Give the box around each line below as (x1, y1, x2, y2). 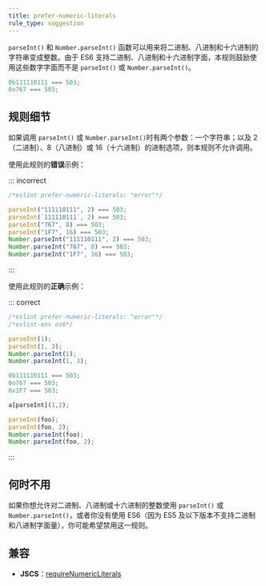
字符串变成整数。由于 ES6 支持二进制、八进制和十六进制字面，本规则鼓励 (8, 52, 250, 62)
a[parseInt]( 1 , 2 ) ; (8, 401, 70, 409)
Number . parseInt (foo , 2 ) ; (8, 438, 95, 446)
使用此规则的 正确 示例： (8, 281, 86, 291)
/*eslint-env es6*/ (8, 320, 74, 329)
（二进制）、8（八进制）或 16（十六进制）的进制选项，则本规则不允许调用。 (8, 143, 257, 152)
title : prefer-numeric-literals (8, 11, 116, 20)
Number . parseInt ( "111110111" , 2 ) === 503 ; (8, 236, 152, 244)
